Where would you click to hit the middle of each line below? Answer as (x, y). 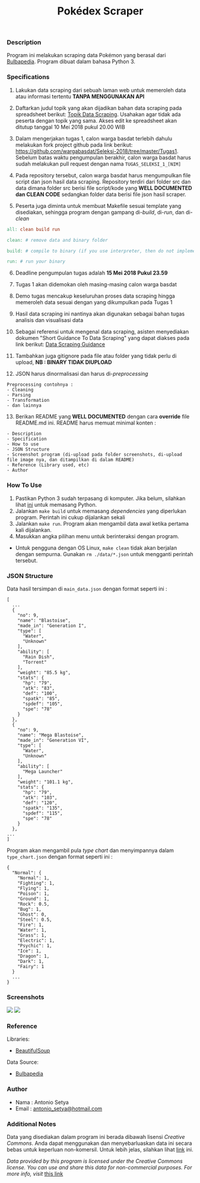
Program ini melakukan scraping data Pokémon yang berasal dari (86, 55)
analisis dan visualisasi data (49, 320)
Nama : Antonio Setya (42, 1102)
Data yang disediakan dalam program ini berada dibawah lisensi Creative (96, 1137)
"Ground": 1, (34, 899)
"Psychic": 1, (35, 945)
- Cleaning (20, 390)
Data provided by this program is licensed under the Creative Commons (95, 1161)
